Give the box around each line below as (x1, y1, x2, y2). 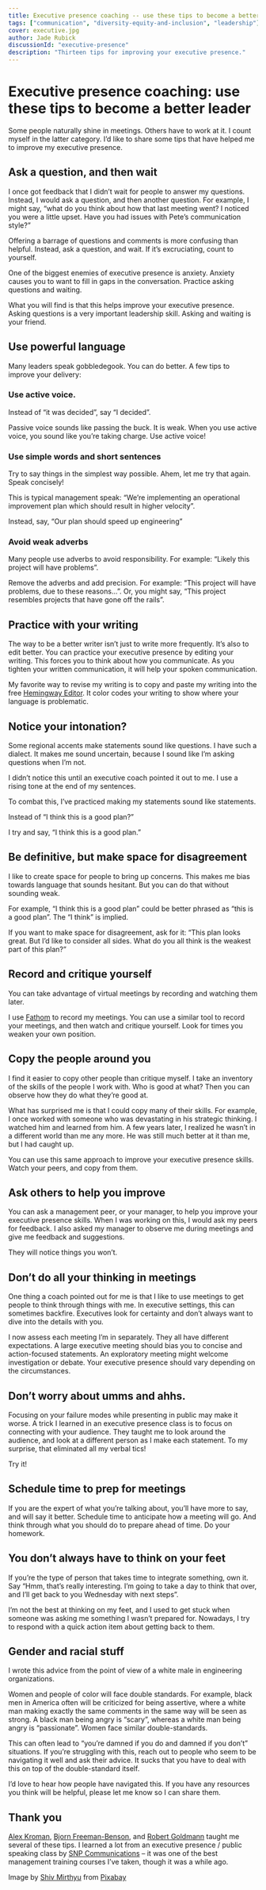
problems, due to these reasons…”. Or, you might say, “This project (8, 586, 226, 596)
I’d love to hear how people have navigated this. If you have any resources (8, 1779, 250, 1789)
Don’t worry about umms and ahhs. (8, 1389, 186, 1403)
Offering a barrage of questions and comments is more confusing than (8, 236, 239, 245)
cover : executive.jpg (8, 26, 80, 34)
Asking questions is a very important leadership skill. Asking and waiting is (8, 309, 252, 318)
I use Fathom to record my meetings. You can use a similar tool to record (8, 1012, 245, 1022)
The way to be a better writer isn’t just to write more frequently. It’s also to (8, 640, 249, 649)
